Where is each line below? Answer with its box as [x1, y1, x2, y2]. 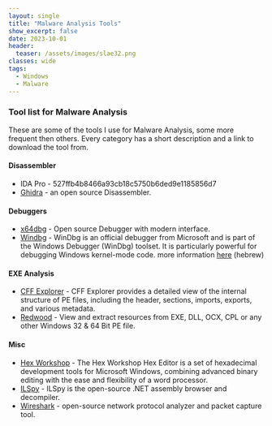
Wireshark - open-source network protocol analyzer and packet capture [19, 401, 262, 411]
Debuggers [8, 206, 47, 216]
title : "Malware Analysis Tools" [8, 19, 122, 28]
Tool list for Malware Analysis [8, 106, 128, 118]
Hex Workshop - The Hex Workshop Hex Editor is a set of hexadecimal [19, 358, 257, 368]
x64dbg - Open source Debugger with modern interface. [19, 224, 211, 234]
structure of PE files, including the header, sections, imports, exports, [19, 295, 253, 305]
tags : [8, 65, 27, 73]
